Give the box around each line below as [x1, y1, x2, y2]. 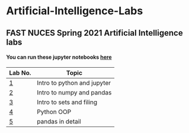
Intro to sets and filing [37, 98, 98, 106]
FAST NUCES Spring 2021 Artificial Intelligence [6, 28, 183, 38]
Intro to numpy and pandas [37, 88, 112, 96]
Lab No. [9, 68, 31, 77]
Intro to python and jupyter [37, 78, 111, 87]
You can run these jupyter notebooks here [6, 53, 112, 61]
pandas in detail [37, 117, 81, 125]
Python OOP [37, 107, 72, 116]
